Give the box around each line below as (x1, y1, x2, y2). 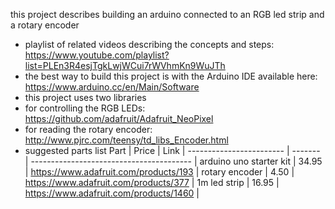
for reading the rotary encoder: (24, 124, 153, 135)
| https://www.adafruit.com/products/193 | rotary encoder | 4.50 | (24, 166, 295, 178)
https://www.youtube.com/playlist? (24, 49, 170, 61)
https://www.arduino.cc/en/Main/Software (24, 81, 200, 93)
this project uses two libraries (24, 92, 147, 103)
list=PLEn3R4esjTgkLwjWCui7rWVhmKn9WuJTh (24, 60, 226, 71)
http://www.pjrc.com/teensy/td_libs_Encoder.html (24, 134, 229, 146)
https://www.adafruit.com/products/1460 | (24, 187, 200, 199)
